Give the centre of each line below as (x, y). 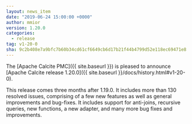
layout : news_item (28, 11)
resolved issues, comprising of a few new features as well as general (89, 96)
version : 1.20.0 (26, 28)
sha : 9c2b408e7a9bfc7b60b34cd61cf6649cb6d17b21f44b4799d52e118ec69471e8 (96, 50)
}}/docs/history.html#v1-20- (152, 72)
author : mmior (23, 22)
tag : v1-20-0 (22, 44)
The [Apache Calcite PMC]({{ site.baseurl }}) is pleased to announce (88, 66)
